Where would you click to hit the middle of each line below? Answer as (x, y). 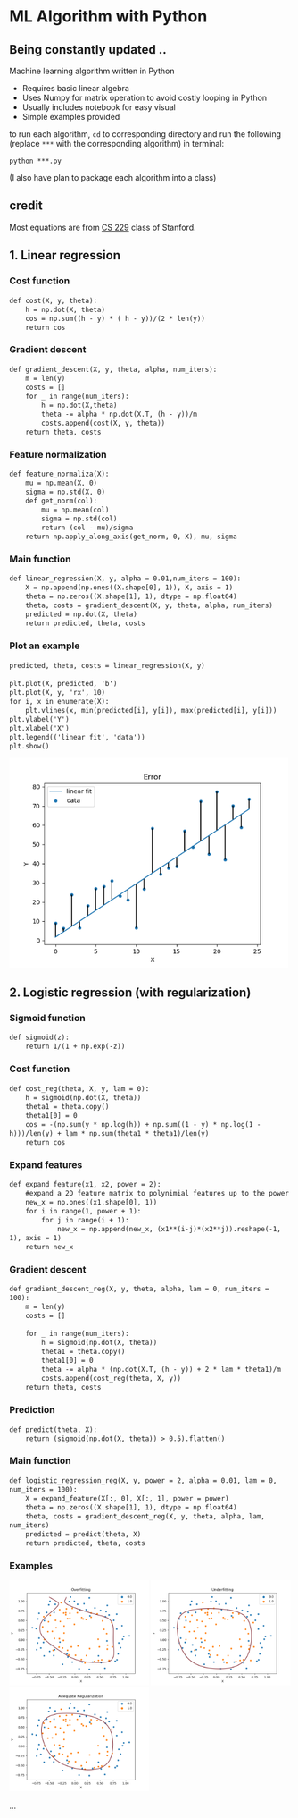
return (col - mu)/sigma (87, 528)
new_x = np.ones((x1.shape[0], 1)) (91, 1202)
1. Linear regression (65, 255)
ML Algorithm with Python (108, 17)
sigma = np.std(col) (79, 519)
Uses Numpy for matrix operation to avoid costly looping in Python (145, 97)
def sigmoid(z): (39, 1038)
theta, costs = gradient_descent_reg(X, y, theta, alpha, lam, (145, 1516)
